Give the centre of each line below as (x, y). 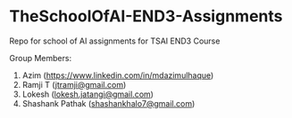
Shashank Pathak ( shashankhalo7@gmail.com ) (108, 103)
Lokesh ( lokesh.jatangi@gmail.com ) (88, 94)
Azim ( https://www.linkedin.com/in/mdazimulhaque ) (118, 75)
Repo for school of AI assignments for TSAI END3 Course (115, 41)
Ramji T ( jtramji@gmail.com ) (74, 84)
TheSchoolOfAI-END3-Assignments (146, 16)
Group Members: (41, 58)
